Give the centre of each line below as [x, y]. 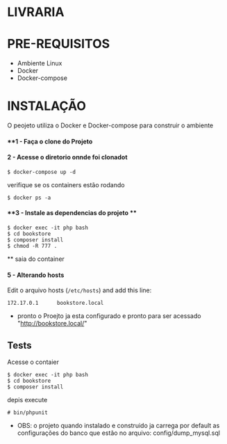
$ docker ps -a [29, 198]
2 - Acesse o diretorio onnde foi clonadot [67, 157]
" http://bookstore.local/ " [52, 324]
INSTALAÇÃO [47, 106]
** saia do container [36, 259]
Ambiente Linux [40, 63]
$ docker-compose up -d [42, 172]
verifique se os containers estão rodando [66, 184]
